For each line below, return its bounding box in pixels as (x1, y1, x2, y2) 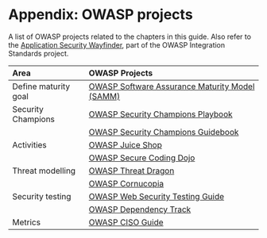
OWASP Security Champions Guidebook (88, 126, 239, 137)
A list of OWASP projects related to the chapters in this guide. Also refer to (8, 32, 252, 41)
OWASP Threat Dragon (88, 165, 175, 176)
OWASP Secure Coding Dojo (88, 152, 195, 163)
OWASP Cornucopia (88, 178, 164, 189)
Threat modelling (12, 165, 76, 176)
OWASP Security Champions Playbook (88, 109, 233, 120)
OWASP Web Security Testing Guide (88, 190, 225, 202)
